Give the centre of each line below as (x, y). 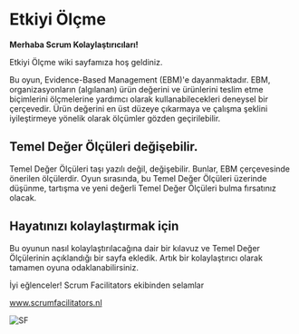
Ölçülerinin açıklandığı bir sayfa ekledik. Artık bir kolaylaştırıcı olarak (136, 258)
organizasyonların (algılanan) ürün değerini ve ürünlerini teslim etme (136, 89)
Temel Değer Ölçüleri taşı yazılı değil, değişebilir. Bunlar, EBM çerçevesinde (150, 169)
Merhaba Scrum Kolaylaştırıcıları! (74, 44)
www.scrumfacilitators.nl (56, 302)
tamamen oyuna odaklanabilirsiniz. (74, 267)
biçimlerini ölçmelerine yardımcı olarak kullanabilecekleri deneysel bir (139, 99)
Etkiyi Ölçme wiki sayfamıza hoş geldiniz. (86, 62)
